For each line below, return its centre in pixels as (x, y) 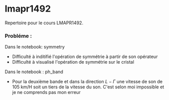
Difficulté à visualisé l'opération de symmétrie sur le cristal (73, 62)
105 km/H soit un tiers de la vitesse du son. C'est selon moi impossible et (88, 87)
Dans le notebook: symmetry (35, 47)
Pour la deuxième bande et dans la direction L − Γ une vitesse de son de (87, 82)
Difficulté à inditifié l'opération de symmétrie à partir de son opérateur (85, 57)
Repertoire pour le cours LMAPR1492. (44, 23)
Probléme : (18, 36)
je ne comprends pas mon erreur (46, 92)
